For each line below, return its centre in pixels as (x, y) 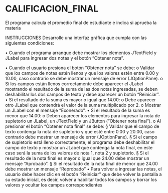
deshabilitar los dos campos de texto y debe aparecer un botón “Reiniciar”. (82, 94)
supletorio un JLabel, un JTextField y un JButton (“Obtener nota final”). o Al (83, 121)
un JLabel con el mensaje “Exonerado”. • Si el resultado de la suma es (78, 110)
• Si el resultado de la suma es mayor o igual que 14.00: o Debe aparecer (81, 100)
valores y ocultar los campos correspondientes (54, 185)
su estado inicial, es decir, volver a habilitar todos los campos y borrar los (81, 179)
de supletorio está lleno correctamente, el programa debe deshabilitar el (80, 142)
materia (13, 28)
